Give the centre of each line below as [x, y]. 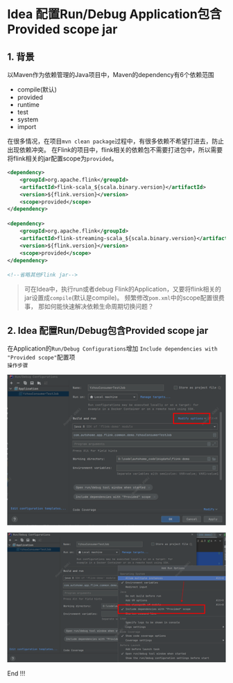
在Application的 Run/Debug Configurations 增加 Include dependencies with [112, 348]
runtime [28, 104]
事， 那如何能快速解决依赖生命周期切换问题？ [89, 307]
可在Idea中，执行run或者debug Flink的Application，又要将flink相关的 [123, 289]
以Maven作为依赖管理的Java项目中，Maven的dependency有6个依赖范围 [111, 75]
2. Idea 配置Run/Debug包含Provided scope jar [108, 330]
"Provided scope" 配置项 [41, 357]
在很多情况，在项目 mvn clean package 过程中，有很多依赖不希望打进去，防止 [115, 141]
